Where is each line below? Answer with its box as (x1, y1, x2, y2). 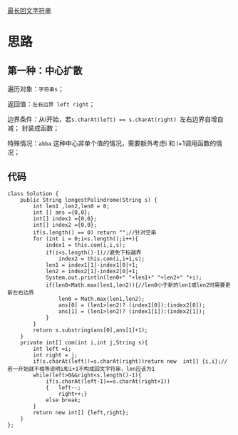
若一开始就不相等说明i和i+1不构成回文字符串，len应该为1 (7, 365, 155, 372)
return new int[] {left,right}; (33, 409, 130, 416)
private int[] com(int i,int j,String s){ (20, 339, 148, 346)
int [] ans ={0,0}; (33, 209, 91, 216)
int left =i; (33, 345, 72, 352)
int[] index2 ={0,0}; (33, 221, 98, 228)
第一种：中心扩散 (7, 64, 83, 76)
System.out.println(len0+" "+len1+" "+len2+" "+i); (45, 274, 202, 281)
